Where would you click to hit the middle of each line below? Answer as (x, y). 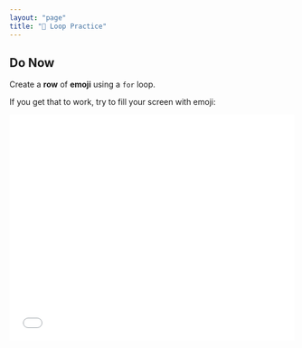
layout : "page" (38, 18)
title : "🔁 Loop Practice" (58, 26)
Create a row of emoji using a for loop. (82, 85)
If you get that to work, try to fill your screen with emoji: (113, 102)
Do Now (32, 63)
